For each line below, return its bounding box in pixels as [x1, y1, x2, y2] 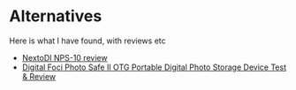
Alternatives [9, 6, 102, 26]
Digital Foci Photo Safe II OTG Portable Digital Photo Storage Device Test [21, 62, 287, 72]
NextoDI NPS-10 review [21, 52, 108, 63]
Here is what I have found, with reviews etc [9, 35, 166, 46]
